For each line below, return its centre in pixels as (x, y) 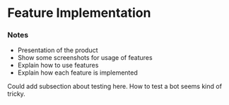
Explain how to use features (58, 66)
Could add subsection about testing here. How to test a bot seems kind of (115, 87)
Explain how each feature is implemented (77, 73)
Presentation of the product (58, 50)
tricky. (17, 94)
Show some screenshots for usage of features (85, 58)
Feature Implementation (79, 13)
